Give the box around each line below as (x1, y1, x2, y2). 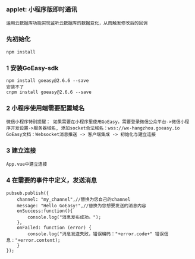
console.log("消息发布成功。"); (27, 214, 102, 220)
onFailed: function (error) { (17, 225, 92, 230)
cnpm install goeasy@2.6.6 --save (6, 89, 92, 95)
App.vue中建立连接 (6, 162, 48, 168)
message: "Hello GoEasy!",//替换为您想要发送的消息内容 (17, 203, 147, 209)
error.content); (20, 237, 61, 243)
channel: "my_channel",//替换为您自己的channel (17, 196, 131, 203)
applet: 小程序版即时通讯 (6, 5, 77, 13)
